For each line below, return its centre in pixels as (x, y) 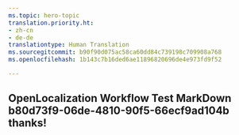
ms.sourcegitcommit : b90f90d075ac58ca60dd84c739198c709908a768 (115, 52)
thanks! (28, 123)
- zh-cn (21, 30)
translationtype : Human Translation (69, 45)
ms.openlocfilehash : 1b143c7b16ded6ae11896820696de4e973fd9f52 (115, 60)
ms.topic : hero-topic (44, 15)
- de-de (21, 37)
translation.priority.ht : (51, 23)
